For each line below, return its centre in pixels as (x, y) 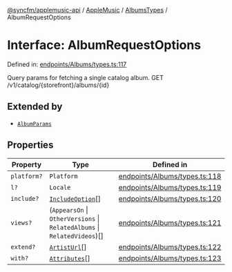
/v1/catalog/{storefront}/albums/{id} (58, 85)
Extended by (35, 107)
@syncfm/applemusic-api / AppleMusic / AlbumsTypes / (87, 10)
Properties (30, 145)
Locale (60, 187)
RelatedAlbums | (75, 227)
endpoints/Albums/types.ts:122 (170, 246)
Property (27, 164)
